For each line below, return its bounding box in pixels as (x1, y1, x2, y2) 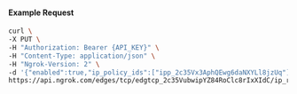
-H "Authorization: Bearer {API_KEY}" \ (8, 43, 160, 52)
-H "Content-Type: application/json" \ (8, 51, 156, 60)
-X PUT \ (8, 35, 41, 44)
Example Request (8, 7, 74, 18)
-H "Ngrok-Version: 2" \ (8, 59, 100, 68)
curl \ (8, 27, 33, 35)
